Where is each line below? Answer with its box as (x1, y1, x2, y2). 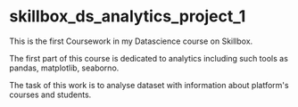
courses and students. (9, 89, 92, 100)
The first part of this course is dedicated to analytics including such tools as (9, 53, 288, 63)
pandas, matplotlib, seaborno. (9, 62, 120, 73)
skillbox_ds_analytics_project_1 (9, 6, 246, 27)
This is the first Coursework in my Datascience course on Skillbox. (9, 36, 253, 46)
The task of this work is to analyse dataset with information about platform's (9, 79, 289, 90)
